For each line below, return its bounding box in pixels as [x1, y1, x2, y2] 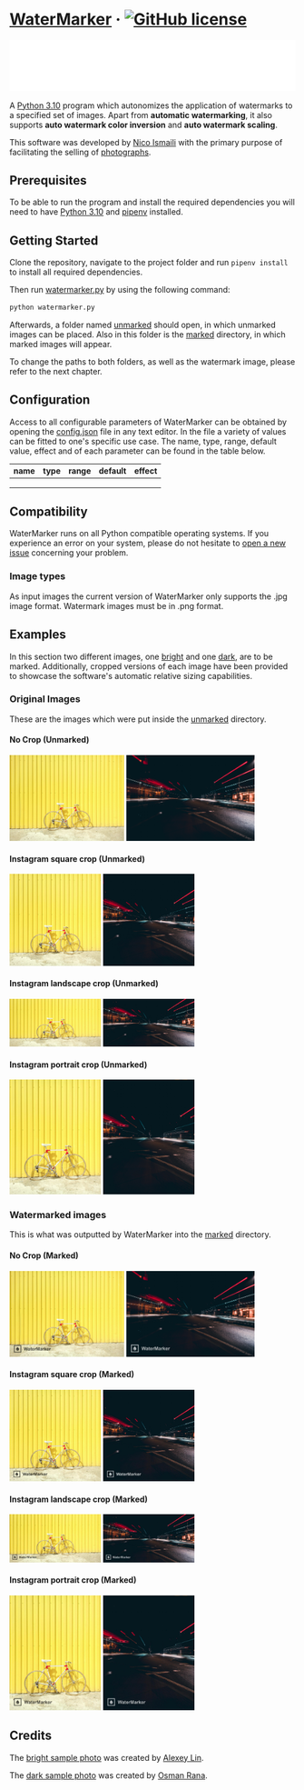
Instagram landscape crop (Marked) [9, 1494, 148, 1505]
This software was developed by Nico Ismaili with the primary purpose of [9, 136, 283, 147]
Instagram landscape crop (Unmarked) [9, 978, 159, 989]
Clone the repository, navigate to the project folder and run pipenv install [9, 257, 289, 268]
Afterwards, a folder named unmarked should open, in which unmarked [9, 319, 277, 331]
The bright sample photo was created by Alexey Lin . [9, 1752, 204, 1763]
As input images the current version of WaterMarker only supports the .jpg [9, 591, 288, 602]
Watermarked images [9, 1209, 107, 1222]
